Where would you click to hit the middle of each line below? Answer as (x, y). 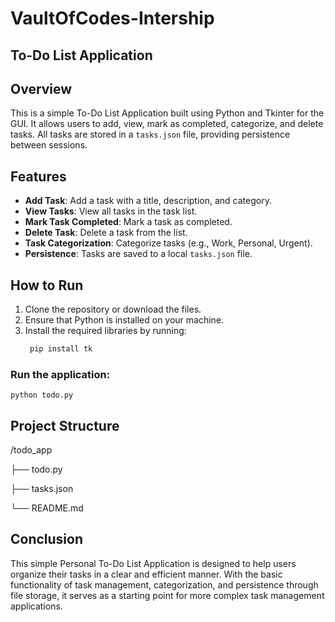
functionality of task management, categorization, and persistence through (164, 584)
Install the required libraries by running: (105, 331)
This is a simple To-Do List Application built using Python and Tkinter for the (167, 113)
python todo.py (42, 395)
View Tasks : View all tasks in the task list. (111, 211)
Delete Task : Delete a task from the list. (106, 233)
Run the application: (60, 374)
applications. (36, 606)
